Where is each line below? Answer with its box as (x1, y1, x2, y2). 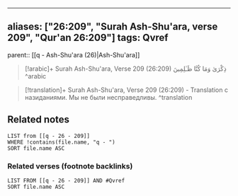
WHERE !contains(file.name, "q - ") (7, 139, 115, 146)
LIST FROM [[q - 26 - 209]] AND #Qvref (7, 177, 125, 184)
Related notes (7, 114, 69, 126)
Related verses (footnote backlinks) (7, 161, 133, 171)
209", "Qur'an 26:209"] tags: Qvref (7, 32, 169, 44)
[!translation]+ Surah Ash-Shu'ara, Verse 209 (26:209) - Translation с (24, 86, 229, 94)
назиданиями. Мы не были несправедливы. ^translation (24, 93, 193, 101)
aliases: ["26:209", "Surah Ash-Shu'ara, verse (7, 21, 218, 33)
